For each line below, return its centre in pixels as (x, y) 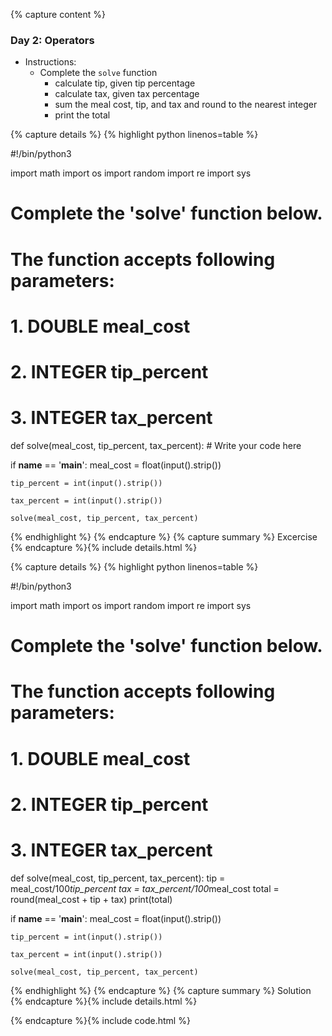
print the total (82, 115)
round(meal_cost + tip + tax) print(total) (91, 899)
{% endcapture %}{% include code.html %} (100, 1020)
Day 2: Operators (52, 40)
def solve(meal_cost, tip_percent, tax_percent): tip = (118, 878)
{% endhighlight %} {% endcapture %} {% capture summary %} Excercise (164, 536)
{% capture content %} (58, 14)
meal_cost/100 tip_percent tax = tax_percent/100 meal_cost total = (145, 888)
